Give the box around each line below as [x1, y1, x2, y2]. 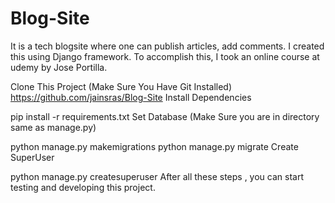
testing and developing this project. [10, 181, 156, 193]
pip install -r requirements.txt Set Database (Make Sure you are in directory [10, 110, 320, 122]
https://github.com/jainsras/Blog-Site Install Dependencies [10, 91, 252, 103]
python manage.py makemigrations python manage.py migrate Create [10, 140, 299, 152]
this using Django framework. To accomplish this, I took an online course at [10, 50, 320, 62]
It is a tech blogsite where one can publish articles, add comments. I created [10, 40, 325, 52]
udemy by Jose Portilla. [10, 61, 108, 73]
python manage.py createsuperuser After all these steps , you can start [10, 170, 304, 182]
